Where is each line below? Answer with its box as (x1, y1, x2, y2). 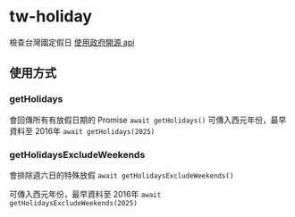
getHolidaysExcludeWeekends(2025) (9, 198, 139, 207)
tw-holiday (9, 6, 92, 27)
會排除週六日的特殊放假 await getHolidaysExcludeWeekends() (9, 170, 234, 180)
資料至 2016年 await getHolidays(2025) (9, 125, 156, 136)
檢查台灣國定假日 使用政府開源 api (9, 37, 135, 47)
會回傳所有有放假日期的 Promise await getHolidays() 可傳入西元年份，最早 (9, 114, 287, 125)
